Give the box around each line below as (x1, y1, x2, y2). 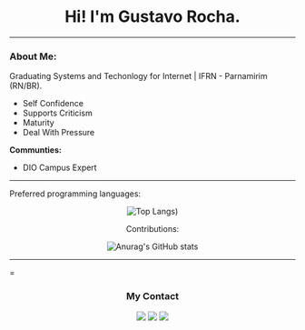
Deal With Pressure (22, 127, 95, 138)
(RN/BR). (9, 80, 43, 92)
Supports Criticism (22, 107, 93, 119)
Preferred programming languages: (9, 188, 142, 199)
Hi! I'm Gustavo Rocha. (64, 6, 241, 27)
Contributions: (125, 224, 180, 235)
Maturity (22, 117, 54, 128)
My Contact (125, 290, 180, 303)
